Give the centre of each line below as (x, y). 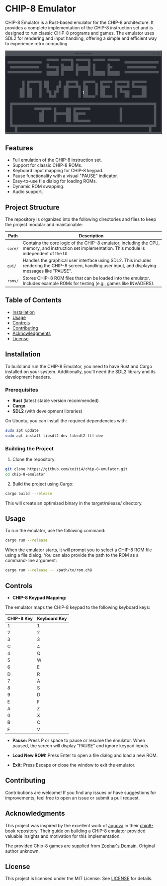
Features (19, 148)
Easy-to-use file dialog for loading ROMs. (55, 181)
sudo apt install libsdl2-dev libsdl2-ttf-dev (54, 436)
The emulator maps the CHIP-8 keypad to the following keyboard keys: (78, 607)
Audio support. (28, 192)
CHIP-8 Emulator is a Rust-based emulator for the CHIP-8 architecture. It (80, 22)
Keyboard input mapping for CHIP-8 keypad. (58, 171)
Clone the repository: (34, 459)
